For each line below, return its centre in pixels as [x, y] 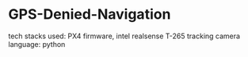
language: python [37, 44]
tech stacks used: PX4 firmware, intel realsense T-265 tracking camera [124, 36]
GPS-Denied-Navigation [90, 14]
